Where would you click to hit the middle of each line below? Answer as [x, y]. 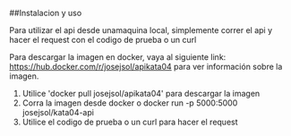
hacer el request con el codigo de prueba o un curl [103, 40]
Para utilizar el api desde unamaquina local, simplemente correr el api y [141, 30]
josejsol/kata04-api [58, 112]
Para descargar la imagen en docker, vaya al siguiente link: [118, 57]
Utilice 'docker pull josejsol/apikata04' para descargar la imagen [141, 93]
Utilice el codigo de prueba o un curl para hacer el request [130, 122]
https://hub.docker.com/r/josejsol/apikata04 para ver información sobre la [146, 67]
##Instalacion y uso [46, 13]
